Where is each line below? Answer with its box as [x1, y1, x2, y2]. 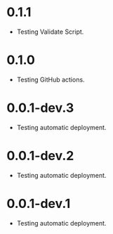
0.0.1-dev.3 [6, 100, 74, 116]
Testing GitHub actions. [16, 75, 85, 84]
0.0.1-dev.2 [6, 148, 74, 164]
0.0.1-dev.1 [6, 195, 71, 212]
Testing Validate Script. [16, 27, 84, 36]
